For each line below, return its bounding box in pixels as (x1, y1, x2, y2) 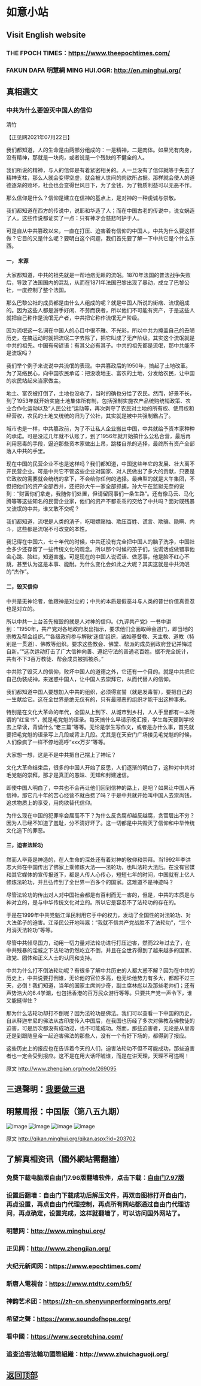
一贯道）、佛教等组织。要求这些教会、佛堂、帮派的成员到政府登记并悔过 (16, 640, 193, 647)
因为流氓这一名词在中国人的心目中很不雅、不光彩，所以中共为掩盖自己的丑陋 (6, 327, 195, 334)
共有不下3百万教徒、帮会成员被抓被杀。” (6, 655, 103, 662)
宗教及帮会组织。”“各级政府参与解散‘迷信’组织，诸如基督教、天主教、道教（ (6, 633, 190, 640)
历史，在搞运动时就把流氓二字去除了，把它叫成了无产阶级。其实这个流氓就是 (6, 334, 195, 342)
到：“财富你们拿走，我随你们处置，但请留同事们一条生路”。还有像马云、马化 (6, 490, 194, 497)
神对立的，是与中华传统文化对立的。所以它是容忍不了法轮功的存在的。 (6, 898, 179, 905)
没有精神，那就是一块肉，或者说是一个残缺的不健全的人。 (6, 154, 148, 161)
